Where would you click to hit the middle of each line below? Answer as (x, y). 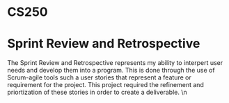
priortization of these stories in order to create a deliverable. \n (97, 92)
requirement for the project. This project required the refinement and (105, 85)
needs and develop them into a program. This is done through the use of (111, 71)
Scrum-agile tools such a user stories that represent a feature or (99, 77)
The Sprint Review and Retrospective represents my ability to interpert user (115, 63)
